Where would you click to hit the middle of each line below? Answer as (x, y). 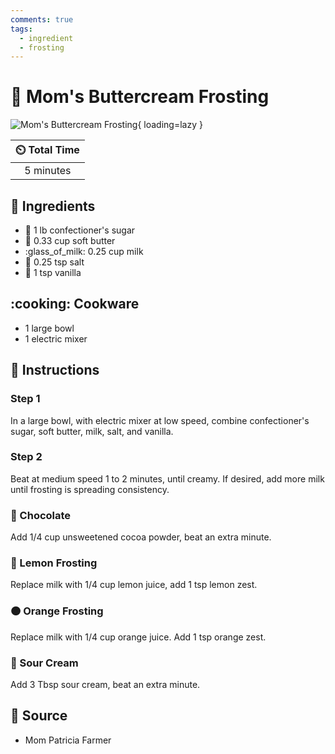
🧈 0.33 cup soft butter (70, 240)
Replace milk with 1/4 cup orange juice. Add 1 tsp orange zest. (138, 637)
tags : (21, 29)
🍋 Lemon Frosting (54, 563)
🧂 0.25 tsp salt (54, 262)
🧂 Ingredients (53, 206)
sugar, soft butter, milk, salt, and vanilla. (92, 431)
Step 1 (25, 399)
